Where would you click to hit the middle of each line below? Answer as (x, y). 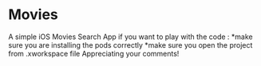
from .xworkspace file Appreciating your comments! (94, 53)
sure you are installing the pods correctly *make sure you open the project (130, 45)
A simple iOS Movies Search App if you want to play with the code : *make (130, 37)
